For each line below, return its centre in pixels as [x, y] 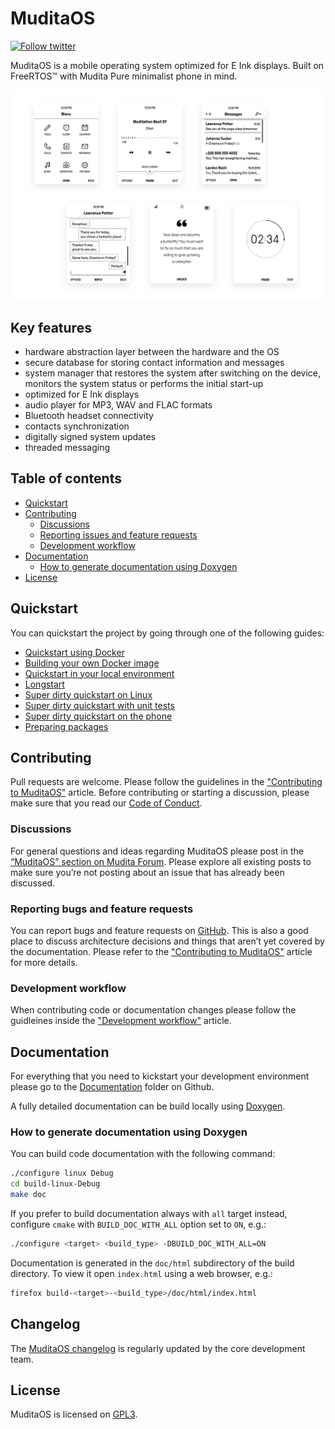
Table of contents [66, 478]
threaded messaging [67, 447]
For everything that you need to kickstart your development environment [160, 1076]
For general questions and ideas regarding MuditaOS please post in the [157, 851]
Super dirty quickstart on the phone [98, 716]
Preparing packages [66, 726]
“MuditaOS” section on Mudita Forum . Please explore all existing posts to [161, 861]
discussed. [33, 883]
